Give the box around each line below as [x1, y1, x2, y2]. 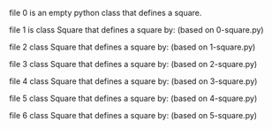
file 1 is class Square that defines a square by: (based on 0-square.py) [9, 25, 264, 34]
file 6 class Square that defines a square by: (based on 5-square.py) [9, 110, 258, 120]
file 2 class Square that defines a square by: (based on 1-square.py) [9, 42, 256, 52]
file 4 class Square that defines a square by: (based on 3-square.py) [9, 76, 258, 87]
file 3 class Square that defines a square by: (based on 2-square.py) [9, 59, 258, 69]
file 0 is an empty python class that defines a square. [9, 8, 202, 18]
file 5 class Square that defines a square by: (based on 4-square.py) [9, 93, 258, 103]
